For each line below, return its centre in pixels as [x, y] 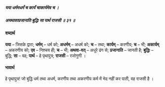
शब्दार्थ [10, 33]
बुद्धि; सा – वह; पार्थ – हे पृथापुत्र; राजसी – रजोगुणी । [46, 56]
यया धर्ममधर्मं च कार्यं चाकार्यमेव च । [32, 7]
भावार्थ [10, 67]
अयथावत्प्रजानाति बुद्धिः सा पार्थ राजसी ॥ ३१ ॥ [40, 20]
